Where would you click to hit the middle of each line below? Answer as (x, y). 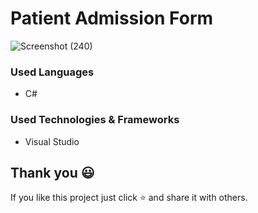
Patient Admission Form (112, 18)
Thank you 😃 (52, 172)
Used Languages (52, 72)
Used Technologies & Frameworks (95, 120)
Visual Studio (52, 141)
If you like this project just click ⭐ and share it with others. (129, 198)
